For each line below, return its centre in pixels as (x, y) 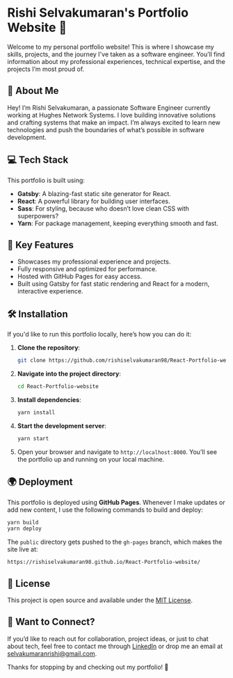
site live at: (23, 549)
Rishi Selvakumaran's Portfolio (98, 13)
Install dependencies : (49, 399)
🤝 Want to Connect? (51, 622)
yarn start (33, 438)
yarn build (23, 522)
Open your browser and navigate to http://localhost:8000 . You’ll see (117, 452)
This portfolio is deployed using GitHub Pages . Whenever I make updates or (116, 502)
